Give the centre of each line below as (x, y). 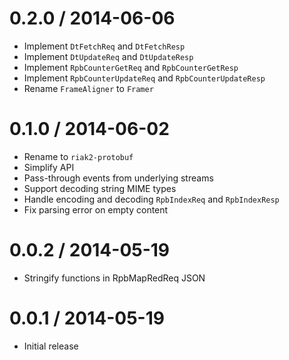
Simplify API (49, 167)
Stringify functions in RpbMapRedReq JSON (114, 278)
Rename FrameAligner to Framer (88, 88)
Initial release (51, 346)
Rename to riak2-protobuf (78, 156)
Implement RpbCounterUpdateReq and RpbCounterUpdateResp (144, 78)
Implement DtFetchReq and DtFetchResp (104, 46)
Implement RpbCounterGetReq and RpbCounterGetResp (131, 67)
